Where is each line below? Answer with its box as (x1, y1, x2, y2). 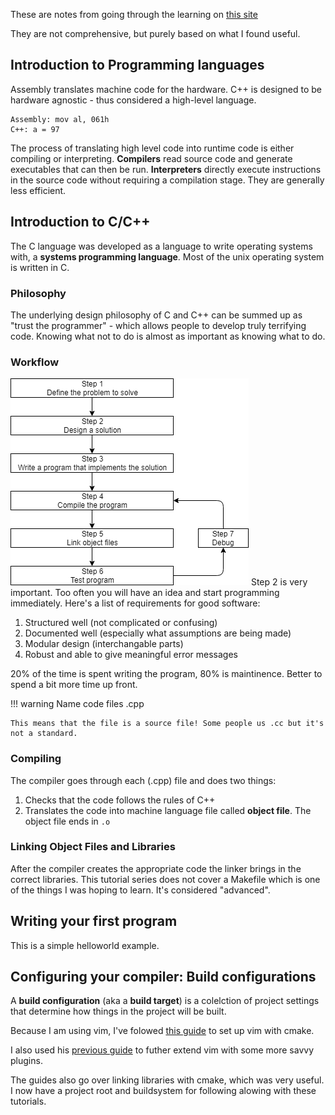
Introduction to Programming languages (10, 57, 265, 74)
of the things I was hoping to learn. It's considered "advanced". (10, 884, 271, 896)
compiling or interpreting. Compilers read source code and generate (10, 152, 293, 164)
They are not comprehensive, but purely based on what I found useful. (10, 28, 301, 39)
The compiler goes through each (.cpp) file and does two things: (10, 774, 277, 786)
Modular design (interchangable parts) (24, 638, 184, 650)
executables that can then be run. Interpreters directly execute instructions (10, 163, 322, 175)
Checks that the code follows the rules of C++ (24, 794, 216, 806)
